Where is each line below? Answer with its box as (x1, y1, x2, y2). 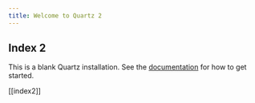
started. (8, 71, 34, 81)
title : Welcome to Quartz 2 (8, 11, 103, 20)
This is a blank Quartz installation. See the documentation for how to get (8, 62, 247, 72)
